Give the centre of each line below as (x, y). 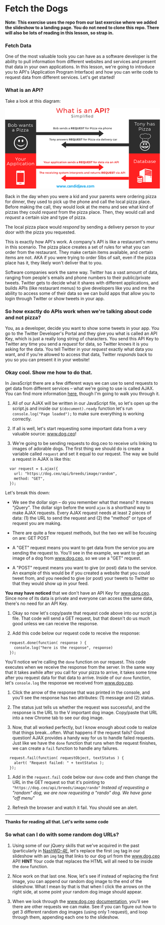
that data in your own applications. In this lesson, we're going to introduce (80, 67)
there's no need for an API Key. (37, 603)
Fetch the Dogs (37, 9)
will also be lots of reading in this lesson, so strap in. (59, 33)
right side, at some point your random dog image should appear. (77, 891)
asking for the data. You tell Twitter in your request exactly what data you (79, 349)
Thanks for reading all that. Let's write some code (57, 822)
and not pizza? (23, 318)
